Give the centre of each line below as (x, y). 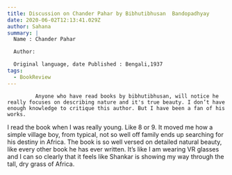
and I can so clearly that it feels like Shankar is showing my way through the (116, 156)
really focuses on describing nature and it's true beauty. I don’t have (116, 102)
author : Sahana (29, 26)
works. (17, 114)
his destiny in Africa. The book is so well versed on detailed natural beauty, (115, 142)
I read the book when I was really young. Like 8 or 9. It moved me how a (110, 127)
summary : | (23, 33)
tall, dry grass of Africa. (41, 164)
